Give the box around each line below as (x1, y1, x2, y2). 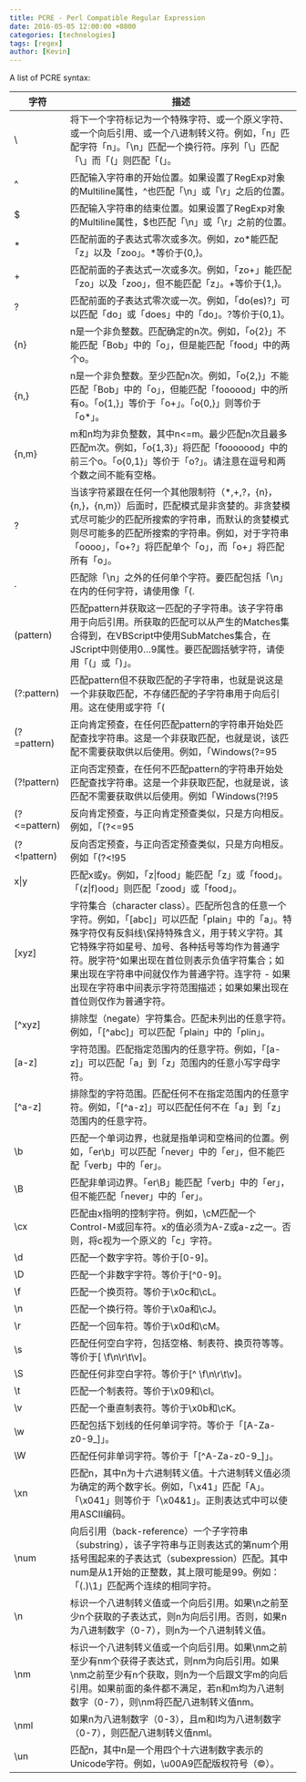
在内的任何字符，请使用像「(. (69, 585, 196, 598)
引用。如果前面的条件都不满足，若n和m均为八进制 (69, 1683, 285, 1695)
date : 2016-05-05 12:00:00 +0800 (9, 22, 137, 31)
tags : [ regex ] (9, 38, 64, 48)
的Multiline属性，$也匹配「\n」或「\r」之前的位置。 (69, 216, 292, 229)
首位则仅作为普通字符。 (69, 995, 171, 1008)
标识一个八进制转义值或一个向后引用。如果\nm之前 (69, 1642, 288, 1654)
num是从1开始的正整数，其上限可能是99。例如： (69, 1566, 280, 1579)
